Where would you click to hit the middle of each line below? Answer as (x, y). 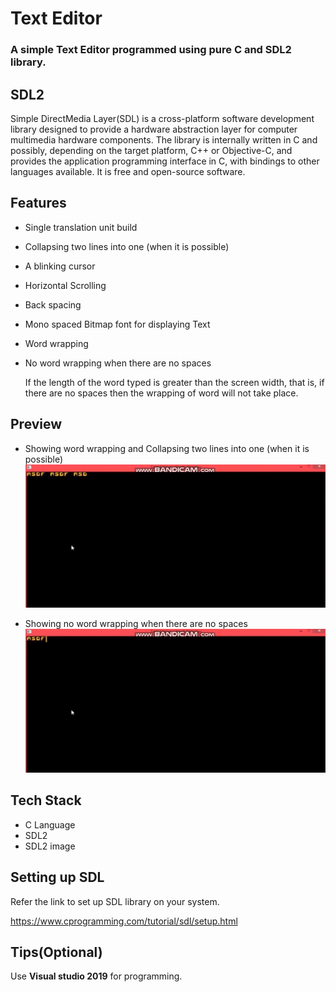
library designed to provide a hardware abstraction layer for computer (154, 129)
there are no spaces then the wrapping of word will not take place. (161, 393)
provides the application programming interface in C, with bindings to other (165, 161)
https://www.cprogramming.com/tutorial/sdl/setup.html (124, 921)
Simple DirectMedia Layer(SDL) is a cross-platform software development (162, 118)
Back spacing (53, 304)
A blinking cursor (60, 266)
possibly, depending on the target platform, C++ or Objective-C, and (151, 150)
